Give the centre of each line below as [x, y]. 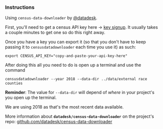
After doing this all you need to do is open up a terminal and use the [73, 65]
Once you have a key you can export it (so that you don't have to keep [76, 42]
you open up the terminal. [31, 98]
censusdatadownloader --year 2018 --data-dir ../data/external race [76, 79]
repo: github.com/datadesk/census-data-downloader [59, 122]
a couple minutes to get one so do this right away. [55, 33]
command [15, 70]
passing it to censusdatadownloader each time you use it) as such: [71, 47]
